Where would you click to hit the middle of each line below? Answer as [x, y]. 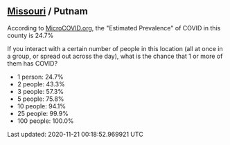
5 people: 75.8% [41, 99]
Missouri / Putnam [47, 11]
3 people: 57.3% [41, 91]
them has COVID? [32, 63]
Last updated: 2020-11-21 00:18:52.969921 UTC [75, 134]
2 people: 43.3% [41, 84]
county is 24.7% [30, 35]
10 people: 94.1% [42, 106]
